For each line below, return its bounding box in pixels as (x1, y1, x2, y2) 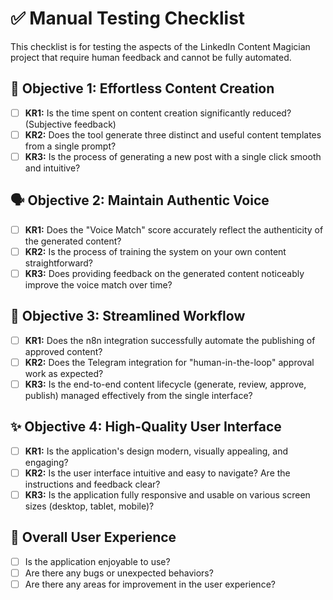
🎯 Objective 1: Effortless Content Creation (10, 80, 275, 97)
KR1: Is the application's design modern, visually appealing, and (24, 445, 289, 457)
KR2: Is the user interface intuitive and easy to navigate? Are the (24, 467, 291, 479)
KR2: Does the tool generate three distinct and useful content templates (24, 128, 322, 141)
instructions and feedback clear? (24, 478, 161, 490)
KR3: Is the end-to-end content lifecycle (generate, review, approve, (24, 378, 307, 390)
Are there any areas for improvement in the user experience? (24, 578, 276, 590)
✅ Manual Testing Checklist (10, 7, 246, 30)
